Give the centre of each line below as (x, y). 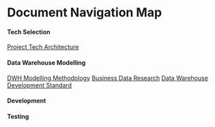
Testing (18, 116)
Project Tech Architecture (43, 47)
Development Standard (40, 85)
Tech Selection (29, 31)
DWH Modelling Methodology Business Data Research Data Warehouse (107, 78)
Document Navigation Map (85, 13)
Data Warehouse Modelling (46, 62)
